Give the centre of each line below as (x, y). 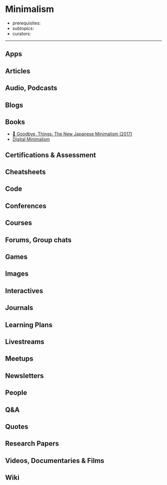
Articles (18, 71)
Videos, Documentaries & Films (55, 461)
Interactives (24, 291)
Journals (19, 308)
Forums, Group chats (39, 240)
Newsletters (24, 376)
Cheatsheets (26, 172)
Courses (19, 223)
